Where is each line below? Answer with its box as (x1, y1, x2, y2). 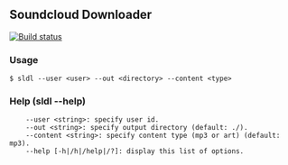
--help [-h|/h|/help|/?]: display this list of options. (25, 147, 245, 156)
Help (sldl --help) (9, 95, 86, 107)
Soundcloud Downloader (9, 7, 153, 23)
